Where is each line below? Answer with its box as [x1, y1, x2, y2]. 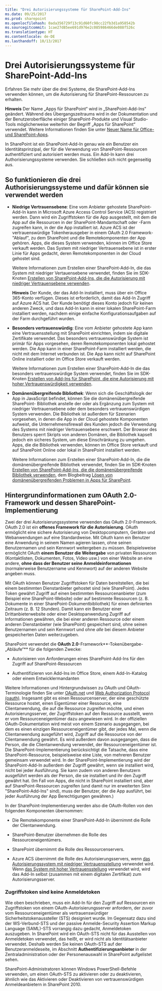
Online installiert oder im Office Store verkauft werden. [12, 356, 121, 362]
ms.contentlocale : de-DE [5, 34, 55, 39]
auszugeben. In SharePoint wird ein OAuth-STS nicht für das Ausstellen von [5, 931, 156, 937]
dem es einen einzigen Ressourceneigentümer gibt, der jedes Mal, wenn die [5, 726, 156, 732]
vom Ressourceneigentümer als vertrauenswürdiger [5, 910, 109, 916]
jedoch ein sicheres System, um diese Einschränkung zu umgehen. [12, 437, 146, 443]
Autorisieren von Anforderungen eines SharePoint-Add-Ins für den [12, 656, 145, 662]
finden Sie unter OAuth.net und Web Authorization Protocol [32, 690, 150, 696]
